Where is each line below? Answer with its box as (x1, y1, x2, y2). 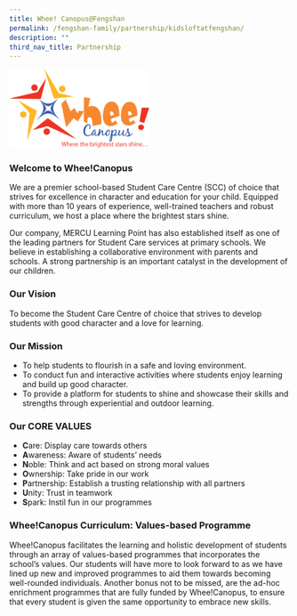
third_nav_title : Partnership (9, 43, 122, 52)
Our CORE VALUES (9, 419, 92, 432)
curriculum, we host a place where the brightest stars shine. (9, 210, 229, 222)
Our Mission (9, 339, 63, 352)
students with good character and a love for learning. (9, 317, 205, 328)
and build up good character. (21, 378, 129, 389)
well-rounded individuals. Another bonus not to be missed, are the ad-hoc (9, 577, 280, 588)
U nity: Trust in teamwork (21, 488, 113, 498)
